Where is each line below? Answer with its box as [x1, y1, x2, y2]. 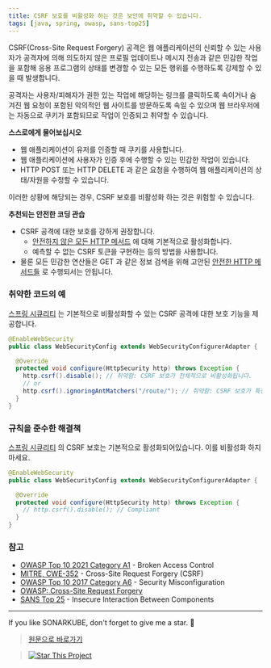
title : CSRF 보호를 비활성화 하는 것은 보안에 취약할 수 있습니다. [8, 11, 202, 20]
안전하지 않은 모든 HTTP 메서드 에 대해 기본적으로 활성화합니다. [31, 236, 232, 246]
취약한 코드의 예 [8, 288, 66, 300]
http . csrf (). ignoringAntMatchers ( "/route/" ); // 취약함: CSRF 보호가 [23, 387, 252, 396]
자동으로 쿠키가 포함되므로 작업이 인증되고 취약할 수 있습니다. [16, 110, 209, 120]
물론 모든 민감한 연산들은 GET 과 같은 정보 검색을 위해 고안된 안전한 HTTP [19, 256, 253, 267]
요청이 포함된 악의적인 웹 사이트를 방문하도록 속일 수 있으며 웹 [31, 100, 226, 110]
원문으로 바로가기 [27, 635, 83, 645]
